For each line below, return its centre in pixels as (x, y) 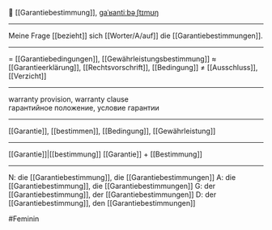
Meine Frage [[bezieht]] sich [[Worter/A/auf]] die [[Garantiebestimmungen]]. (136, 36)
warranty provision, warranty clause (69, 99)
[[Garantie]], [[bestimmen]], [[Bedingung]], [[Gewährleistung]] (112, 131)
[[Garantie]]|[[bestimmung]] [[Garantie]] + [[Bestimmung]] (105, 154)
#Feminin (24, 219)
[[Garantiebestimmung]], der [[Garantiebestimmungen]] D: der (113, 194)
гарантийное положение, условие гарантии (84, 108)
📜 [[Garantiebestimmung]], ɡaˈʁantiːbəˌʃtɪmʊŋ (84, 13)
